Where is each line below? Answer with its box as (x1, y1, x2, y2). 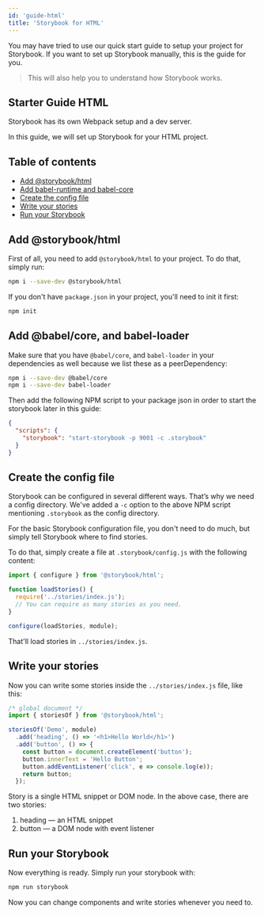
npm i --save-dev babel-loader (8, 381, 111, 389)
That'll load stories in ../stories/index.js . (8, 636, 148, 646)
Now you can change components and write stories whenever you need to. (8, 897, 253, 907)
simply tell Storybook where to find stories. (8, 532, 149, 542)
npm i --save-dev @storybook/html (8, 277, 123, 285)
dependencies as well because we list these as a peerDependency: (8, 358, 228, 368)
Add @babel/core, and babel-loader (8, 330, 190, 343)
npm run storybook (8, 883, 69, 891)
